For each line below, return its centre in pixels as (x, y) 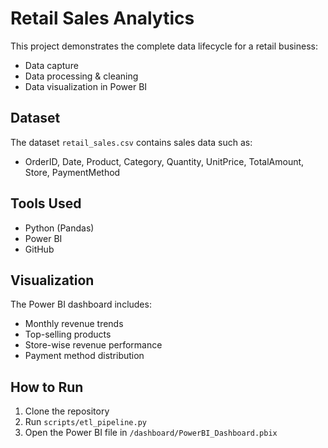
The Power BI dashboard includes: (81, 304)
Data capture (51, 65)
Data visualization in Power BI (86, 86)
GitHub (39, 249)
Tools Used (46, 203)
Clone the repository (67, 411)
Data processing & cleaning (81, 76)
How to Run (47, 387)
